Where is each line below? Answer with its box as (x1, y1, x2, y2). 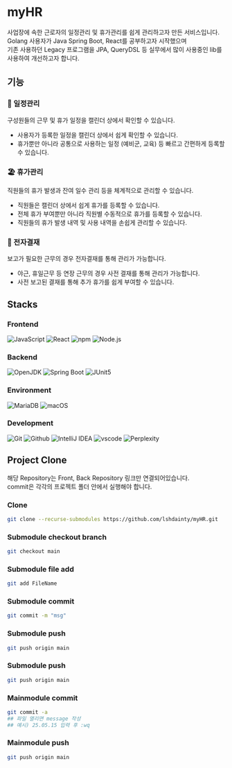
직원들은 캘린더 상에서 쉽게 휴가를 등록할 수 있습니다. (17, 200, 160, 209)
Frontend (7, 319, 39, 329)
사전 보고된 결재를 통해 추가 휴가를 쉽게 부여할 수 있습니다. (17, 278, 175, 287)
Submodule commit (7, 597, 75, 606)
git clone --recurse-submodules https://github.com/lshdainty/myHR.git (7, 515, 218, 522)
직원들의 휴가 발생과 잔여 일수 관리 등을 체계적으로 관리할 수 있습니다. (7, 186, 194, 194)
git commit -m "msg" (7, 612, 67, 620)
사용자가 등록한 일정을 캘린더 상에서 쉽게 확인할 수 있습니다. (17, 130, 179, 139)
